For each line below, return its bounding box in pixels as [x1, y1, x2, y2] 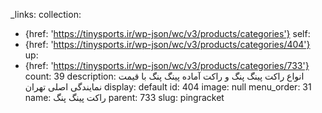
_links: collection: [10, 9, 82, 20]
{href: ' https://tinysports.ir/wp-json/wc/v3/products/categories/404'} [24, 39, 311, 50]
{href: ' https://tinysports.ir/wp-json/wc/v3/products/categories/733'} [24, 60, 310, 71]
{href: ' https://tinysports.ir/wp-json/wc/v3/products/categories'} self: [24, 28, 311, 39]
